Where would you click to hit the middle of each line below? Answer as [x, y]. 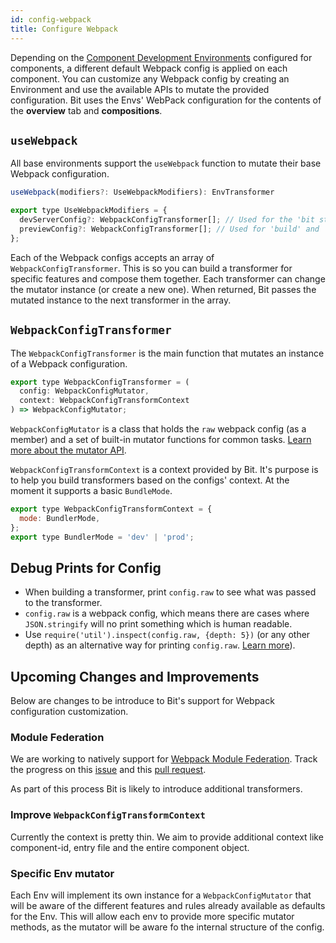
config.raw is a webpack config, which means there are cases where [167, 613]
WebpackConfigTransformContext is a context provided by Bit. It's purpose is [164, 469]
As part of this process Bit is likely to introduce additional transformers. [156, 789]
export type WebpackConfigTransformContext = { [111, 509]
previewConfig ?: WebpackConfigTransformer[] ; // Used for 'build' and [169, 229]
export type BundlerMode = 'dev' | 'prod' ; [102, 537]
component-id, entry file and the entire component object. [130, 847]
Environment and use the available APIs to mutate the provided [140, 89]
